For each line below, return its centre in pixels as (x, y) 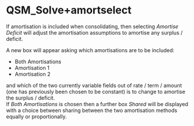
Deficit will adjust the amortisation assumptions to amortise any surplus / (94, 32)
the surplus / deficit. (30, 98)
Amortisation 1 (32, 67)
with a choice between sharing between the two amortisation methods (92, 110)
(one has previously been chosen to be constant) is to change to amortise (96, 91)
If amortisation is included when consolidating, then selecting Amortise (92, 26)
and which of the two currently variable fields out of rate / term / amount (94, 85)
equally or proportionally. (37, 116)
